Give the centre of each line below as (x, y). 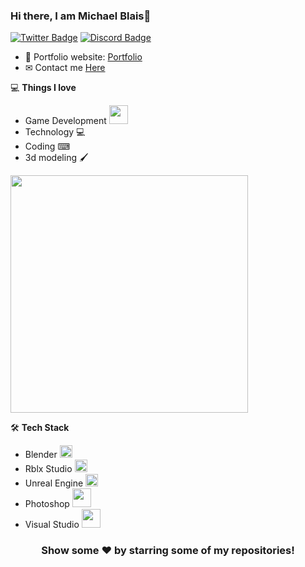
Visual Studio (52, 525)
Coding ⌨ (47, 146)
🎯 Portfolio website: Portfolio (83, 57)
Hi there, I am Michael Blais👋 (81, 16)
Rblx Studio (48, 469)
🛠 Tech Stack (40, 428)
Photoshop (47, 504)
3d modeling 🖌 (56, 158)
